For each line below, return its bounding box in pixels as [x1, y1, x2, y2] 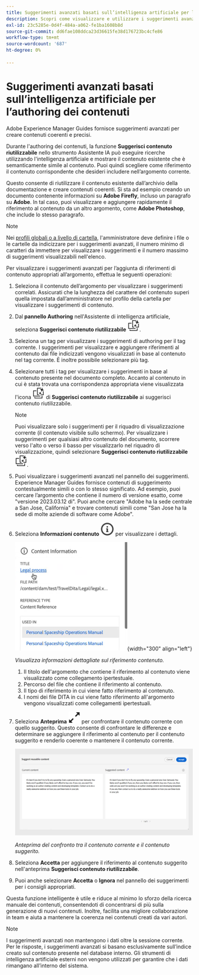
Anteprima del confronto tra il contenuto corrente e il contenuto [14, 841, 170, 848]
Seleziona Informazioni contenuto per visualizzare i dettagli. [14, 530, 178, 537]
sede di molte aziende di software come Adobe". [14, 510, 134, 517]
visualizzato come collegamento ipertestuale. [23, 674, 134, 681]
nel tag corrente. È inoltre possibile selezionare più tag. [14, 356, 149, 363]
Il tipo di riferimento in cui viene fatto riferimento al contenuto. [23, 687, 175, 694]
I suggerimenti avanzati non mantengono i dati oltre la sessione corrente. [6, 936, 184, 943]
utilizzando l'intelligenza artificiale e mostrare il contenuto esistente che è [6, 155, 185, 162]
